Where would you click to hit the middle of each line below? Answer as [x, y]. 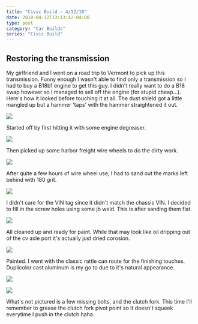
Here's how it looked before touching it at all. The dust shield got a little [94, 98]
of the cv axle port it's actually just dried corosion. [68, 238]
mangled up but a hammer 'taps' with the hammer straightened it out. [92, 104]
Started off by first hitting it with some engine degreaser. [76, 127]
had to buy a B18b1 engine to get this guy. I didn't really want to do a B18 [95, 85]
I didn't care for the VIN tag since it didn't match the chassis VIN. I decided [98, 202]
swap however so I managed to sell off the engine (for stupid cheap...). [94, 92]
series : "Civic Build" [34, 34]
